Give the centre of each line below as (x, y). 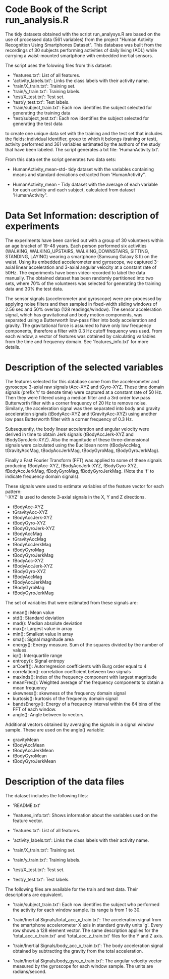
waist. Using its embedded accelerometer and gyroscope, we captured (79, 262)
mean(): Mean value (33, 612)
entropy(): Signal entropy (38, 661)
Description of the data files (65, 782)
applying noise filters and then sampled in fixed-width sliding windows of (81, 304)
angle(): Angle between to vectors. (48, 714)
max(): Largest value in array (42, 628)
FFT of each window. (34, 709)
